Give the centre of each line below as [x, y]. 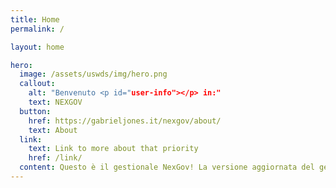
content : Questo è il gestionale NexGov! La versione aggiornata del [167, 167]
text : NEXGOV [55, 102]
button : [35, 111]
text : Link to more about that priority [113, 149]
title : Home [35, 19]
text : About [53, 130]
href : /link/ [55, 158]
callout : [37, 84]
